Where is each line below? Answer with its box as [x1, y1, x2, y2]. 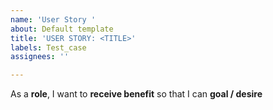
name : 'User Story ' [10, 14, 97, 25]
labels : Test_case [10, 42, 87, 53]
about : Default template [10, 24, 114, 34]
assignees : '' [10, 52, 70, 62]
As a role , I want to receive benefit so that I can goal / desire [10, 88, 263, 100]
